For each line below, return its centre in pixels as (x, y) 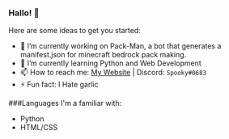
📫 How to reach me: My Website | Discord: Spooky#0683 (113, 73)
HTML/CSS (39, 128)
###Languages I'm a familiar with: (65, 103)
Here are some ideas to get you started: (75, 31)
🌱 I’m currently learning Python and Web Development (111, 63)
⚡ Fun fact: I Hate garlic (59, 85)
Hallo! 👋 (24, 13)
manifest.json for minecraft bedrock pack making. (103, 55)
